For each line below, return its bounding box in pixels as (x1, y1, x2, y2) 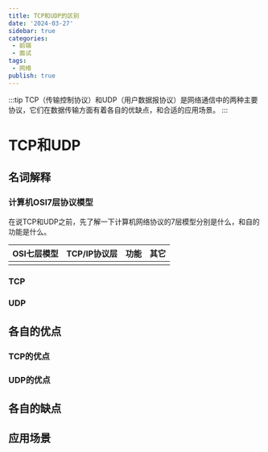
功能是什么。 (8, 226, 51, 236)
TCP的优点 (8, 350, 51, 362)
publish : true (8, 72, 56, 80)
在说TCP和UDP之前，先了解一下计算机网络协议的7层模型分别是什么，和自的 (8, 217, 260, 226)
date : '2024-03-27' (8, 19, 74, 27)
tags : (8, 57, 27, 65)
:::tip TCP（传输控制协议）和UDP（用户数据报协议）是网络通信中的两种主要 (8, 94, 258, 105)
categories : (8, 34, 48, 43)
